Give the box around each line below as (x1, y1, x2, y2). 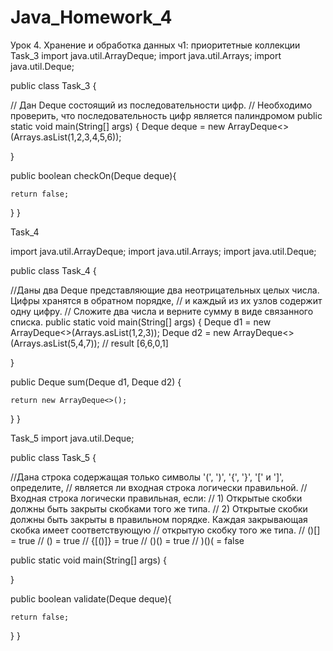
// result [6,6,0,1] (101, 337, 169, 349)
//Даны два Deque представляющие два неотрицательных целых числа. (10, 284, 320, 296)
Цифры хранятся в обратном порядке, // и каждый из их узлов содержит (10, 294, 323, 306)
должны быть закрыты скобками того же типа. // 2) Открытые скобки (10, 502, 308, 515)
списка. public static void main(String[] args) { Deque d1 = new (10, 316, 272, 328)
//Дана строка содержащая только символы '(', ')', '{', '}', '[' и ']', (10, 471, 285, 483)
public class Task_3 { (10, 79, 97, 91)
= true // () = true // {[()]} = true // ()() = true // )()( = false (10, 534, 245, 546)
